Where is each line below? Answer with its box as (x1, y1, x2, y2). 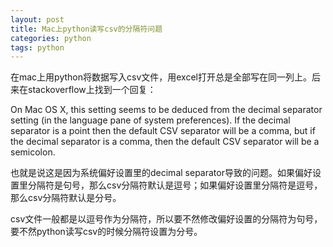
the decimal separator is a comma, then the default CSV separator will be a (10, 136, 320, 148)
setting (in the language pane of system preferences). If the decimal (10, 114, 291, 126)
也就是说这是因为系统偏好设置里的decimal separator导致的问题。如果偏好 (10, 167, 313, 179)
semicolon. (10, 146, 56, 158)
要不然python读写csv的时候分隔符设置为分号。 (10, 226, 203, 238)
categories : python (10, 33, 92, 43)
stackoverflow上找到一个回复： (27, 84, 157, 96)
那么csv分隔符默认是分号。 (10, 192, 122, 204)
